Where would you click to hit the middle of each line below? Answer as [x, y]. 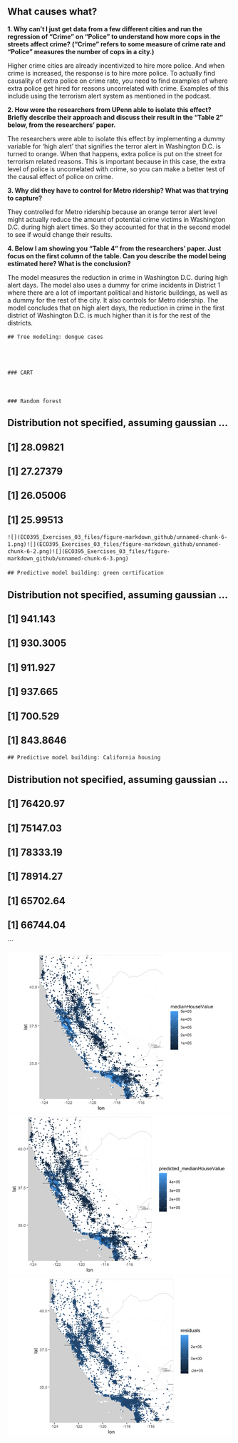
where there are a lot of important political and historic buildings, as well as [118, 293]
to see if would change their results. [60, 234]
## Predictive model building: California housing [84, 758]
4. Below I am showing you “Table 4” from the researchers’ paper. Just [114, 248]
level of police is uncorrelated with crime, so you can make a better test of [117, 169]
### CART [20, 373]
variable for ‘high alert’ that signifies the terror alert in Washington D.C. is [114, 146]
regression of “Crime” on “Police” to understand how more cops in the [114, 36]
